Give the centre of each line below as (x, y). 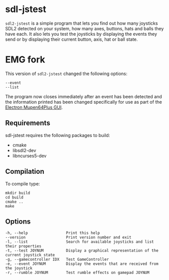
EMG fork (25, 60)
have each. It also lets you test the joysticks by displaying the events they (81, 34)
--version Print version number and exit (68, 238)
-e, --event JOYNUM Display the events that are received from (82, 264)
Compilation (25, 171)
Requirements (28, 123)
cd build (14, 197)
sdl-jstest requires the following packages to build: (58, 135)
